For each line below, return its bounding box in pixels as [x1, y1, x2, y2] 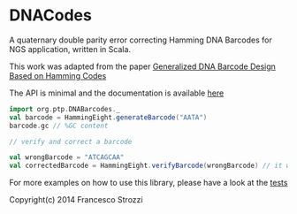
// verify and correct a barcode [9, 137, 133, 146]
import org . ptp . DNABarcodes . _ [9, 104, 121, 113]
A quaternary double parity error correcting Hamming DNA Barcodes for [9, 34, 272, 45]
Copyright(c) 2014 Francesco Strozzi [9, 195, 143, 205]
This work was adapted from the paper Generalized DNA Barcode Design [9, 61, 277, 72]
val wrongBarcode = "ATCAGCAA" [9, 153, 125, 162]
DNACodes [9, 5, 93, 26]
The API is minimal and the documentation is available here [9, 88, 225, 98]
